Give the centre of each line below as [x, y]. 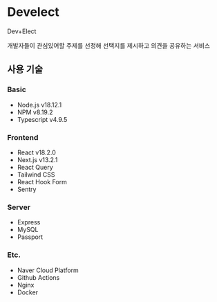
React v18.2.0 [37, 152]
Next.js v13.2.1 [37, 159]
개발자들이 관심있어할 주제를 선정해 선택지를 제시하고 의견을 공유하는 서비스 [109, 45]
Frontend [23, 137]
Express [29, 222]
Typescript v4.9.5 [42, 119]
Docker [28, 292]
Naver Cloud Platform [48, 270]
